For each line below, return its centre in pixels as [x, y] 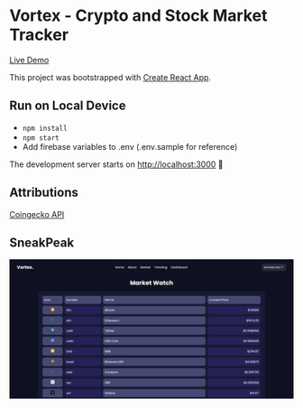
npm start [41, 138]
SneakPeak [42, 242]
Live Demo [29, 60]
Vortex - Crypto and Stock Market [138, 16]
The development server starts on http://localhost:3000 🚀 [116, 164]
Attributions [44, 193]
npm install [45, 128]
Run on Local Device [68, 106]
